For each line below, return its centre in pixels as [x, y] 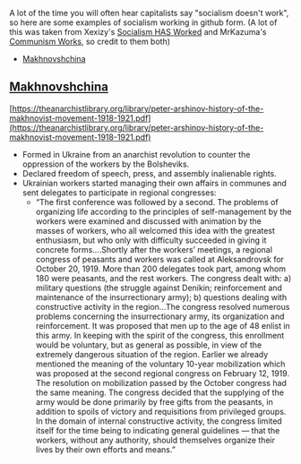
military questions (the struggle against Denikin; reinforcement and [159, 288]
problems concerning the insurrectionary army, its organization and [160, 316]
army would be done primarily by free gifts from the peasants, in [154, 401]
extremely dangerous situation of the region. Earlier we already [152, 354]
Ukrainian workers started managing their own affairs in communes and [154, 183]
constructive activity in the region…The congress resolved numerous [163, 306]
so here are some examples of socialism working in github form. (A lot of [143, 22]
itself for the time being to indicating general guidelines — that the [158, 430]
